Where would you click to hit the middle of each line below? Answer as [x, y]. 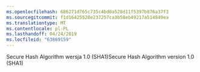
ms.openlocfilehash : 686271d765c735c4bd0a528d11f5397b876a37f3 [88, 12]
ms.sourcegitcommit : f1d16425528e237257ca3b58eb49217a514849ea [88, 17]
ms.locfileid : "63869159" [39, 40]
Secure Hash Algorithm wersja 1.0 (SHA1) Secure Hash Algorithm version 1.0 [100, 57]
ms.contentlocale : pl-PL [37, 28]
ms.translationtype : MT [36, 23]
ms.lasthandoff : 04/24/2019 [42, 34]
